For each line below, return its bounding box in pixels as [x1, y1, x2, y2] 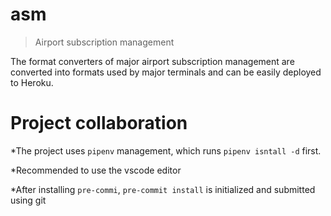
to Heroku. [10, 76, 54, 88]
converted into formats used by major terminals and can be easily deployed [10, 66, 322, 78]
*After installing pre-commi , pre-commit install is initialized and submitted [10, 183, 316, 195]
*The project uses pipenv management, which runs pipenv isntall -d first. [10, 144, 322, 157]
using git [10, 194, 47, 206]
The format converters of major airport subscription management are [10, 55, 295, 67]
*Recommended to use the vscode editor [10, 164, 182, 176]
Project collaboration [10, 112, 188, 135]
